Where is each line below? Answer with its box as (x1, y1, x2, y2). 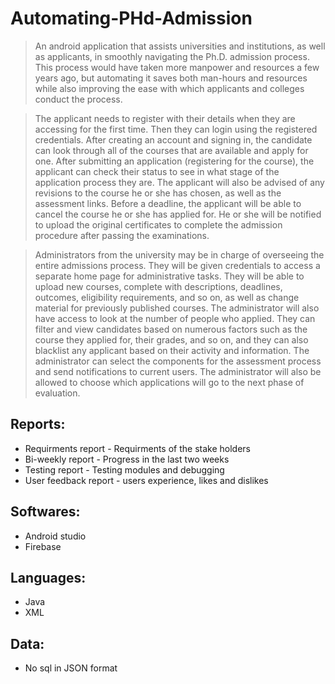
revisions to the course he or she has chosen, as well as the (34, 187, 282, 199)
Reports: (10, 416, 66, 433)
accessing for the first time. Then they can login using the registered (34, 123, 318, 135)
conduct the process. (34, 93, 123, 105)
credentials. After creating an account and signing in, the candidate (34, 133, 313, 146)
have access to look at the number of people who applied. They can (34, 312, 316, 324)
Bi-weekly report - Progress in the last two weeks (24, 453, 230, 465)
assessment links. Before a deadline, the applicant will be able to (34, 197, 302, 209)
